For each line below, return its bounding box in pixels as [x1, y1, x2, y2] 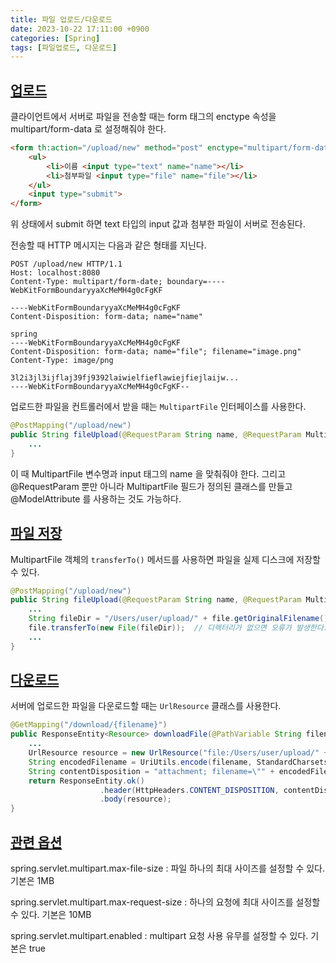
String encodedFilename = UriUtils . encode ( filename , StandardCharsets [28, 757, 329, 767]
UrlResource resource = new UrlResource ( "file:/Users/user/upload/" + [28, 748, 329, 758]
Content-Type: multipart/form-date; [10, 277, 163, 287]
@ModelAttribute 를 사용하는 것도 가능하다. [10, 492, 182, 505]
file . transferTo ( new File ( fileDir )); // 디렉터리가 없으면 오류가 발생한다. [28, 623, 328, 633]
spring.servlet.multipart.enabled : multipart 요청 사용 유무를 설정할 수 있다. [10, 930, 309, 941]
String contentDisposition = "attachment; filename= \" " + [28, 766, 275, 776]
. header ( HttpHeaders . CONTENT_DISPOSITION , [99, 785, 280, 795]
